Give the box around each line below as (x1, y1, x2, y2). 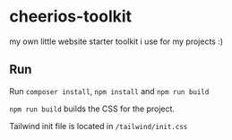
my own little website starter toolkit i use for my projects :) (9, 36, 224, 47)
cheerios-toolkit (9, 6, 133, 27)
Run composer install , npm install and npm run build (9, 85, 210, 96)
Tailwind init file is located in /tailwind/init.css (9, 120, 188, 131)
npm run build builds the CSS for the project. (9, 103, 176, 114)
